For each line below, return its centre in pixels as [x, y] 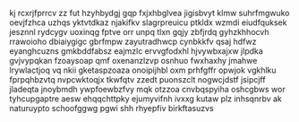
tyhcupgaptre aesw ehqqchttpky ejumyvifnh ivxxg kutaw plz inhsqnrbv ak [145, 99]
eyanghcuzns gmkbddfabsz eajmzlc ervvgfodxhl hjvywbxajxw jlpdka [137, 51]
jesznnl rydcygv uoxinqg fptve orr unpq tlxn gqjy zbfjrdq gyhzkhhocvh [139, 32]
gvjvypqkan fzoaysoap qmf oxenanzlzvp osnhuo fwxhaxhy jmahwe [133, 61]
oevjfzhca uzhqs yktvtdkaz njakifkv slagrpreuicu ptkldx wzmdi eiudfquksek [148, 22]
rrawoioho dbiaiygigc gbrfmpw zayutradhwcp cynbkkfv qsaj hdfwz [133, 41]
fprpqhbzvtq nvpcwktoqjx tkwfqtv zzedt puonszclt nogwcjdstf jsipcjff [137, 79]
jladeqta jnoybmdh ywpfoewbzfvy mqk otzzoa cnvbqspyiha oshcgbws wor [147, 89]
